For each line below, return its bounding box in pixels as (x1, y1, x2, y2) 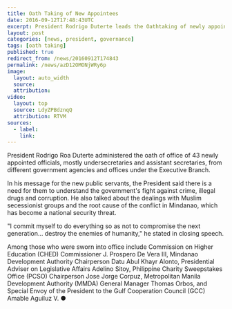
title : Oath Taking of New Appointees (7, 10, 119, 17)
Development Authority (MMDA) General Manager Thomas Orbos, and (7, 279, 208, 288)
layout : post (7, 29, 45, 37)
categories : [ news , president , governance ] (7, 36, 135, 43)
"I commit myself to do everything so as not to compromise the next (7, 222, 201, 230)
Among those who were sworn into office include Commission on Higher (7, 243, 214, 251)
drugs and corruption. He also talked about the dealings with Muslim (7, 194, 202, 203)
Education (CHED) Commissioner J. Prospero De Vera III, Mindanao (7, 250, 199, 259)
